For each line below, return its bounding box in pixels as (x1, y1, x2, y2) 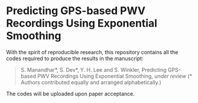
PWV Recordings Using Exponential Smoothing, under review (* (37, 72, 193, 79)
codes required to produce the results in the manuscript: (6, 55, 144, 62)
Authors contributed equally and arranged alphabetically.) (20, 78, 161, 86)
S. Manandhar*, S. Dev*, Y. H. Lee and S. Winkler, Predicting (20, 66, 167, 73)
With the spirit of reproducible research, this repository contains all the (6, 48, 178, 55)
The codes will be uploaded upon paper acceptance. (6, 90, 135, 97)
